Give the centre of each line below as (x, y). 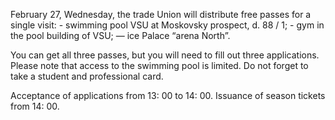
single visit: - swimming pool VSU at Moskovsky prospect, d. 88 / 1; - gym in (167, 25)
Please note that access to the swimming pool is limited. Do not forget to (159, 65)
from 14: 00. (35, 106)
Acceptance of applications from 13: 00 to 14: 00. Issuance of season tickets (168, 95)
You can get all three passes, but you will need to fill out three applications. (165, 55)
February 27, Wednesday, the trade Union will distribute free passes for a (161, 14)
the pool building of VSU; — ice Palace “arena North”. (120, 35)
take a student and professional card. (87, 76)
